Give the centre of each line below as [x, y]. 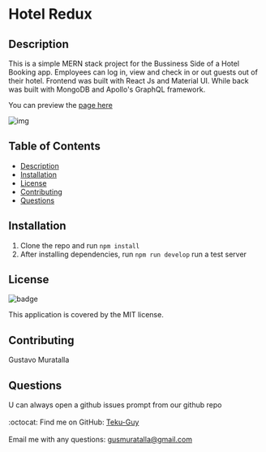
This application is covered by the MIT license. [86, 315]
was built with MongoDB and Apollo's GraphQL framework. [107, 89]
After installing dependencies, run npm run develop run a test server [133, 254]
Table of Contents [55, 146]
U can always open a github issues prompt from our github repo [115, 405]
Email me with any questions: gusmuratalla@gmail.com [101, 440]
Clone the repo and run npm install [80, 245]
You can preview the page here [61, 105]
